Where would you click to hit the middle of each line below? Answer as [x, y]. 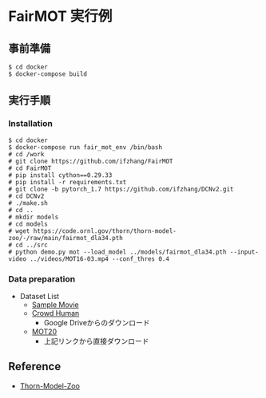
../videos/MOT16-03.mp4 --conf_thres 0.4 [99, 259]
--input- [244, 252]
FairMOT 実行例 [60, 16]
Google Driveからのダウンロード [97, 322]
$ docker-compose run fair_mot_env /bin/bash [85, 147]
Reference [35, 366]
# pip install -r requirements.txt [67, 182]
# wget [19, 231]
